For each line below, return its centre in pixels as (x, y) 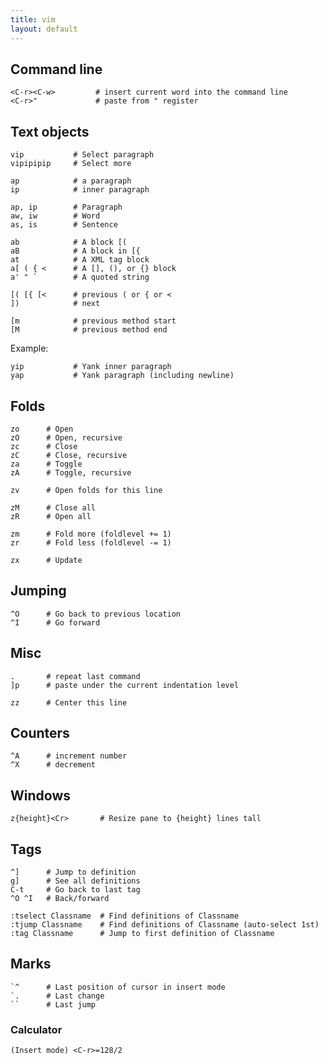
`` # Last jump (53, 1004)
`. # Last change (57, 996)
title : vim (33, 19)
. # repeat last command (75, 676)
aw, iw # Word (55, 216)
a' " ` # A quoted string (80, 277)
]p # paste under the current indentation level (125, 685)
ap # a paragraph (71, 181)
